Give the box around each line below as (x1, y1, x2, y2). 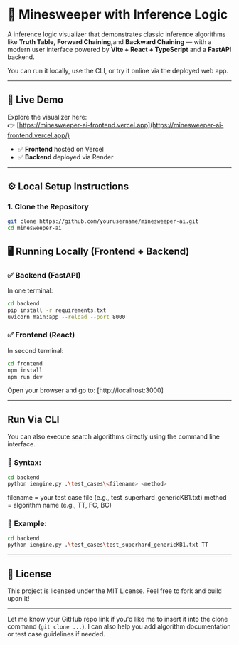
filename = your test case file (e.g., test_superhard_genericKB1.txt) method (7, 493, 227, 502)
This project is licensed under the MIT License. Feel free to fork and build (7, 587, 222, 595)
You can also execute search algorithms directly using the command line (7, 432, 221, 441)
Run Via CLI (7, 413, 60, 426)
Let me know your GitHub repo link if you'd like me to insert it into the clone (7, 615, 228, 624)
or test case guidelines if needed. (7, 630, 105, 639)
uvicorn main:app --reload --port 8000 (7, 313, 126, 320)
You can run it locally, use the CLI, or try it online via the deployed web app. (7, 66, 229, 75)
